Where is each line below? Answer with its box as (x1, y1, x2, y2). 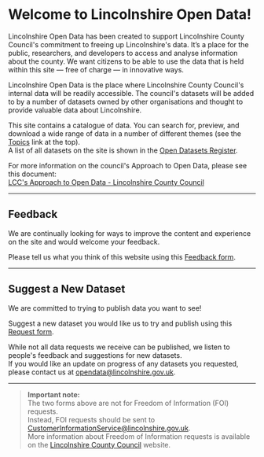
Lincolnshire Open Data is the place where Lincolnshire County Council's (8, 80, 244, 90)
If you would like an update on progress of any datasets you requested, (8, 359, 239, 368)
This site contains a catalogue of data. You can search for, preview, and (8, 120, 240, 130)
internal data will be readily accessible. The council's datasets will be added (8, 88, 254, 98)
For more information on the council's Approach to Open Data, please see (8, 160, 247, 170)
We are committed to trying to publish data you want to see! (8, 303, 202, 312)
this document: (8, 169, 57, 179)
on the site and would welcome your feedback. (8, 237, 160, 246)
